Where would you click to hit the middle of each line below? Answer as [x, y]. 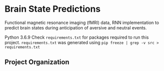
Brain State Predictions [53, 9]
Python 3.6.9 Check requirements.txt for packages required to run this [77, 37]
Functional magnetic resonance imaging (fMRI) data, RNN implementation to [82, 23]
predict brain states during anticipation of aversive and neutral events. [76, 27]
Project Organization [37, 62]
